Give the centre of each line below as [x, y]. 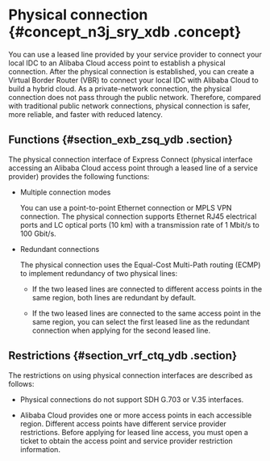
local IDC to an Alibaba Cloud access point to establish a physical [117, 63]
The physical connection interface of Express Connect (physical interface [131, 159]
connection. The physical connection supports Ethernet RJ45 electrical [138, 216]
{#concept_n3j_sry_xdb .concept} [125, 32]
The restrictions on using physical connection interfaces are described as [131, 375]
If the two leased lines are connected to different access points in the [147, 289]
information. [40, 449]
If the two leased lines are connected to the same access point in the [146, 313]
